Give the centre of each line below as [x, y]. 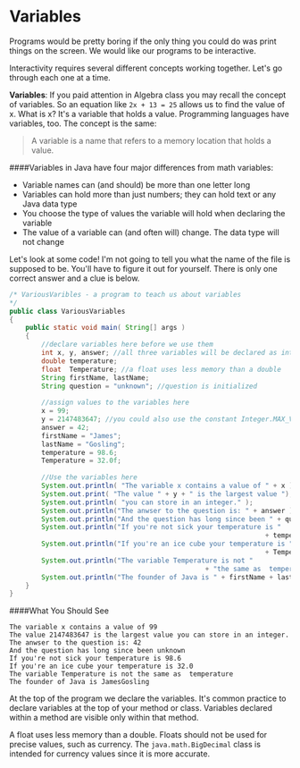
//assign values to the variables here [116, 403]
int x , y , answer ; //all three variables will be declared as [159, 353]
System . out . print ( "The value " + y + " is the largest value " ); [167, 494]
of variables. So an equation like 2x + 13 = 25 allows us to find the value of [147, 104]
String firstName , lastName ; [96, 377]
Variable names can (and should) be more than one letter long [136, 184]
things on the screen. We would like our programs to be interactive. [133, 50]
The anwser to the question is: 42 [75, 643]
